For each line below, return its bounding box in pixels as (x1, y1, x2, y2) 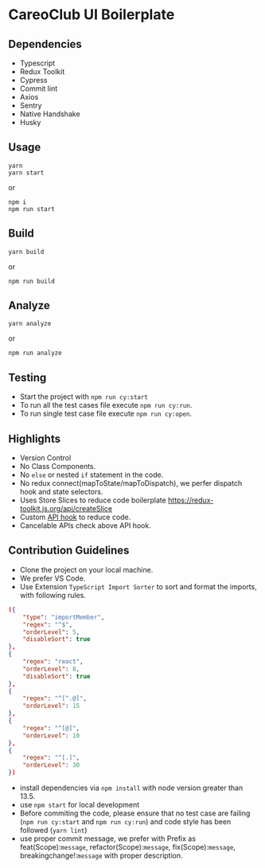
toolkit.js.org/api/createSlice (19, 504, 113, 514)
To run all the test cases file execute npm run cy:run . (19, 401, 193, 410)
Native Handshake (19, 109, 81, 119)
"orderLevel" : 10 (22, 731, 80, 740)
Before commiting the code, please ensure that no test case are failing (19, 808, 251, 818)
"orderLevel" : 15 (22, 702, 80, 710)
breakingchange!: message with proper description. (19, 850, 183, 860)
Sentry (19, 101, 42, 110)
